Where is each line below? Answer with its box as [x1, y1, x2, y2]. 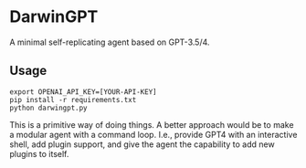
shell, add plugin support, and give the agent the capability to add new [9, 139, 276, 150]
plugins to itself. [9, 148, 69, 159]
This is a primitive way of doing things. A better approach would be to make [9, 119, 294, 130]
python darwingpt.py [9, 103, 89, 112]
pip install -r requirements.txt [9, 95, 137, 104]
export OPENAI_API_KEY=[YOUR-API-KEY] [9, 87, 157, 97]
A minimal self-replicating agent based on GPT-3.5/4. [9, 37, 210, 47]
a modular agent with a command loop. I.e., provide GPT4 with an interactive [9, 129, 298, 140]
